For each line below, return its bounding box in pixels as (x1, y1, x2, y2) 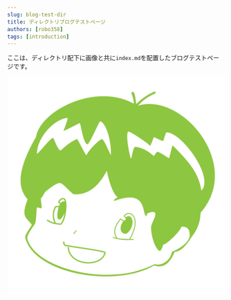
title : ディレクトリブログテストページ (7, 18, 106, 26)
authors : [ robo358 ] (7, 26, 64, 32)
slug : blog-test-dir (7, 11, 67, 18)
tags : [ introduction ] (7, 33, 70, 40)
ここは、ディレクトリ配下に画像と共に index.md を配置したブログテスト (7, 54, 207, 62)
